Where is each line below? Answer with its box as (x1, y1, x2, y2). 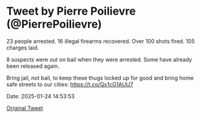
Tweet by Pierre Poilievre (6, 4, 136, 18)
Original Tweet (6, 104, 44, 111)
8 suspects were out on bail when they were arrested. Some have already (6, 56, 192, 63)
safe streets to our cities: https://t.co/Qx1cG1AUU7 (6, 81, 134, 88)
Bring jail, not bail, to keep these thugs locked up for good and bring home (6, 74, 194, 81)
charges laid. (6, 44, 39, 51)
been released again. (6, 62, 59, 70)
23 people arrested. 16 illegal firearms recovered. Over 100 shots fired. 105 (6, 37, 195, 45)
